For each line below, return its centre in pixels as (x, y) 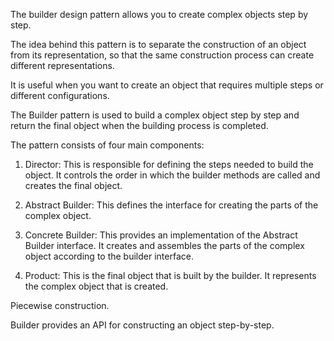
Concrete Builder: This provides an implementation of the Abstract (161, 235)
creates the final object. (73, 185)
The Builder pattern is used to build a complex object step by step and (155, 115)
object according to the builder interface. (109, 256)
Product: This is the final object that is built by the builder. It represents (170, 275)
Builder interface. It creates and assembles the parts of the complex (164, 245)
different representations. (62, 65)
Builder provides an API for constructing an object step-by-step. (142, 325)
